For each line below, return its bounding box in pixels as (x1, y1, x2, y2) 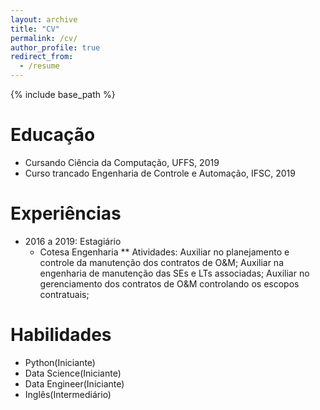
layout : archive (10, 14, 78, 25)
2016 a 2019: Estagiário (24, 235, 122, 247)
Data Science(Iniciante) (24, 367, 122, 379)
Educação (10, 124, 96, 146)
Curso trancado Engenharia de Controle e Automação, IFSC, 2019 (24, 167, 296, 179)
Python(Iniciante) (24, 356, 96, 368)
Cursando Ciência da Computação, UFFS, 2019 (24, 156, 220, 168)
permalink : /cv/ (10, 33, 78, 43)
